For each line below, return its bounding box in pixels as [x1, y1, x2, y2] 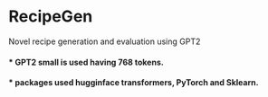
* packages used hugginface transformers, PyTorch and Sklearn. [8, 77, 259, 88]
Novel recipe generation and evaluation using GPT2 [8, 36, 201, 47]
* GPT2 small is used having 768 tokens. [8, 57, 164, 67]
